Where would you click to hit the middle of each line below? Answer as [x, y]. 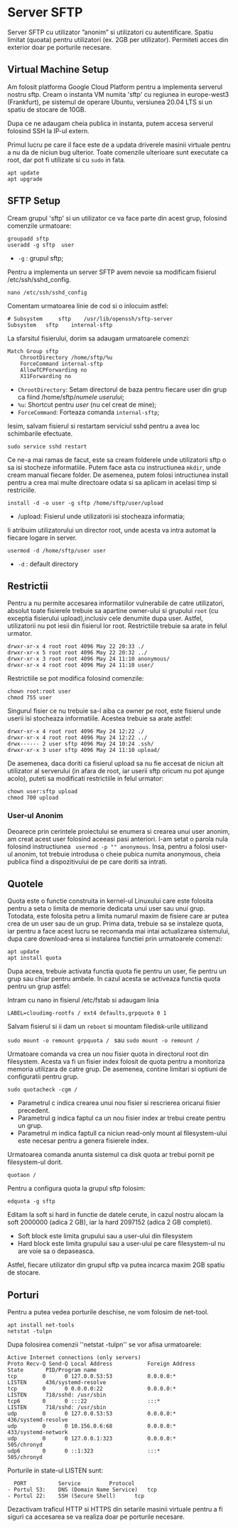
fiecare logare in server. [42, 538]
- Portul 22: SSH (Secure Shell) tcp [76, 1496]
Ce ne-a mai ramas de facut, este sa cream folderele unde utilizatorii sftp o [117, 459]
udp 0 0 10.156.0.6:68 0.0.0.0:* [92, 1426]
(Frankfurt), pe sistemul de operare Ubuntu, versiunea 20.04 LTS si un [110, 102]
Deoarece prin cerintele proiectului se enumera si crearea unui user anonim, [119, 831]
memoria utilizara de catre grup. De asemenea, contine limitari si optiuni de [117, 1069]
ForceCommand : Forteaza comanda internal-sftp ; [88, 412]
